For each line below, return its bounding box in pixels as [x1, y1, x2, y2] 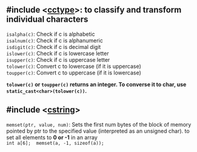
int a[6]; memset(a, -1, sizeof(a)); [6, 140, 104, 146]
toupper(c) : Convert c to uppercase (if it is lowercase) [6, 69, 141, 76]
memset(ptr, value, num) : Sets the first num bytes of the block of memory [6, 121, 192, 128]
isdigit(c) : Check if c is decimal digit [6, 43, 101, 50]
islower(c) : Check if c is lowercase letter [6, 50, 109, 57]
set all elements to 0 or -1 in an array [6, 133, 98, 141]
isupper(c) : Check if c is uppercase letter [6, 56, 110, 63]
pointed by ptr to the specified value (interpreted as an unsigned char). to [6, 127, 190, 134]
